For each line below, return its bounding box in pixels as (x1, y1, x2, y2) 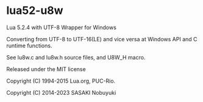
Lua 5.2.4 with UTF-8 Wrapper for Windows (6, 24, 117, 31)
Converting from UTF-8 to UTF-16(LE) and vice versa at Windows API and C (6, 35, 198, 42)
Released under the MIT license (6, 65, 87, 73)
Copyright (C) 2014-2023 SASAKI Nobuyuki (6, 89, 116, 96)
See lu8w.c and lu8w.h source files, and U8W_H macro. (6, 53, 146, 61)
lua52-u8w (6, 4, 63, 18)
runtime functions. (6, 42, 52, 49)
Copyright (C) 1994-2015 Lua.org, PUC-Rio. (6, 77, 116, 84)
